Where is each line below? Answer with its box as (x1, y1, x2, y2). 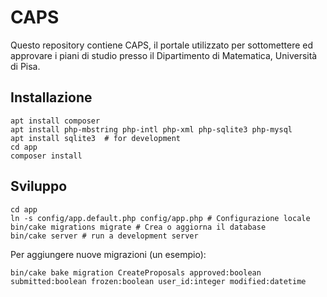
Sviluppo (10, 178, 68, 195)
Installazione (10, 89, 93, 106)
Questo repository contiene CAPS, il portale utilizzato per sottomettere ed (10, 39, 313, 51)
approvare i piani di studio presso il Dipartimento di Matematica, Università (10, 49, 318, 61)
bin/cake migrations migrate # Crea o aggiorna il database (10, 222, 267, 232)
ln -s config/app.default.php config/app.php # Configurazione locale (10, 213, 311, 223)
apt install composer (10, 116, 101, 126)
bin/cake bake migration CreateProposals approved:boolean (10, 267, 262, 278)
